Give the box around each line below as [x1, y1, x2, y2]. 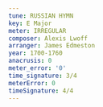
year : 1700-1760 [8, 49, 63, 57]
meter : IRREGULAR [8, 27, 67, 35]
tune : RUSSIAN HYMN [8, 11, 74, 20]
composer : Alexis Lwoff [8, 34, 89, 43]
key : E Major [8, 19, 52, 27]
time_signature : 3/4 [8, 72, 78, 80]
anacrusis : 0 [8, 57, 52, 65]
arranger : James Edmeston [8, 42, 95, 50]
